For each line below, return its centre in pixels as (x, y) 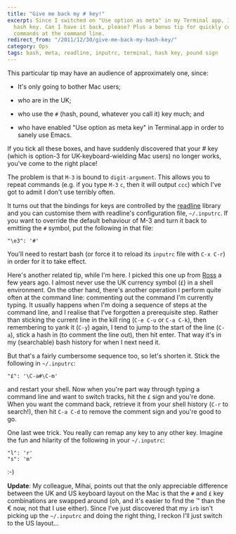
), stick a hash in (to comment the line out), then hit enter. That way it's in (116, 334)
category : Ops (28, 46)
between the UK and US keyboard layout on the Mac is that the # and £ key (116, 493)
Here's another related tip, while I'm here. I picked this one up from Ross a (114, 275)
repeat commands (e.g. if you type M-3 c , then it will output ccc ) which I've (114, 184)
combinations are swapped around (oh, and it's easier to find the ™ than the (117, 500)
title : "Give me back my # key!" (56, 14)
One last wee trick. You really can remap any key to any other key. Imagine (115, 432)
